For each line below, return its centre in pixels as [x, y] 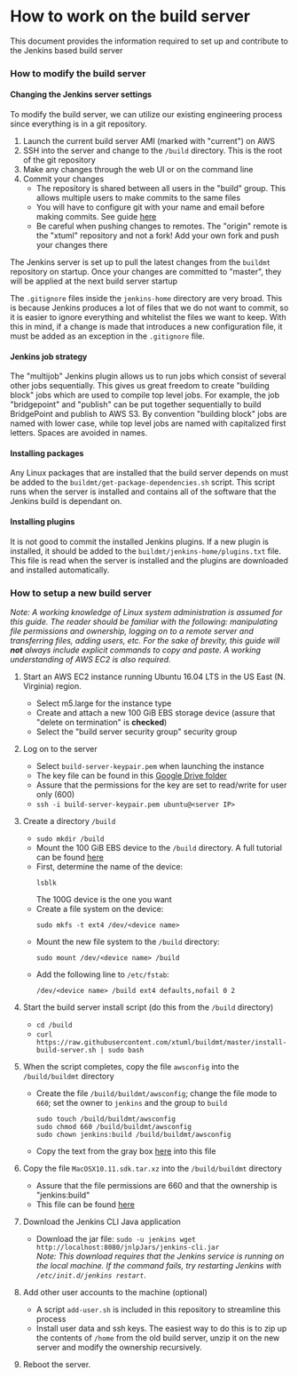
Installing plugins [43, 522]
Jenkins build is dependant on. [66, 501]
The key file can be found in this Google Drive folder [131, 775]
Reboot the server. [57, 1364]
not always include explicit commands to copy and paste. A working [135, 650]
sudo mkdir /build [70, 839]
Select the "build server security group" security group [137, 732]
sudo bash [126, 1050]
